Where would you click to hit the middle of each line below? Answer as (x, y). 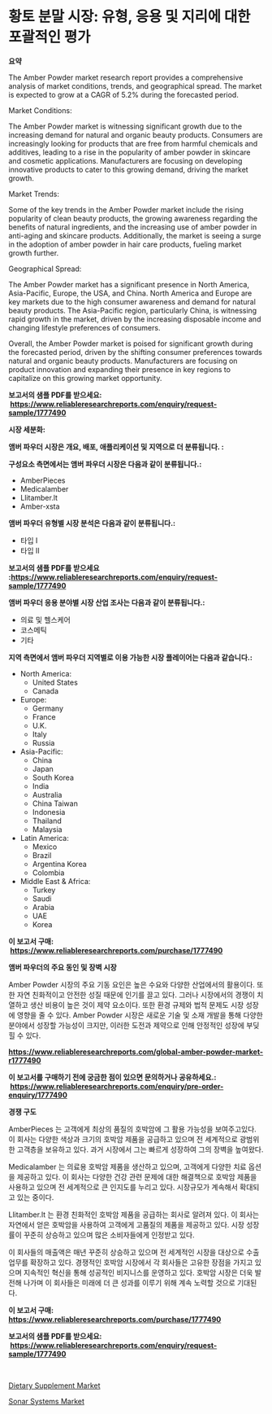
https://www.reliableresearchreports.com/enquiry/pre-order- (117, 1086)
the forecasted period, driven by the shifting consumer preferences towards (135, 352)
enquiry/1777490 (38, 1095)
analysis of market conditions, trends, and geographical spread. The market (135, 85)
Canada (45, 691)
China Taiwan (55, 803)
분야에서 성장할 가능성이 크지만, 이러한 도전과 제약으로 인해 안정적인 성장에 (127, 1025)
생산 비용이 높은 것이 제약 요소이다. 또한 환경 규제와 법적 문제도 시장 (137, 1005)
